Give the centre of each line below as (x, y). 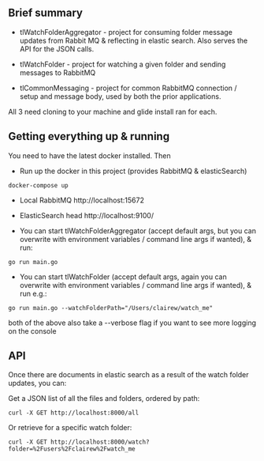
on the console (32, 331)
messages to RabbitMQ (58, 72)
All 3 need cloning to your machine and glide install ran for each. (113, 111)
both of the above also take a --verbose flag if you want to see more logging (132, 323)
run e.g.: (33, 293)
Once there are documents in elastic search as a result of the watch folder (129, 375)
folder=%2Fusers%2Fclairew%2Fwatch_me (72, 449)
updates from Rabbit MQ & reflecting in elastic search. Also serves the (134, 40)
